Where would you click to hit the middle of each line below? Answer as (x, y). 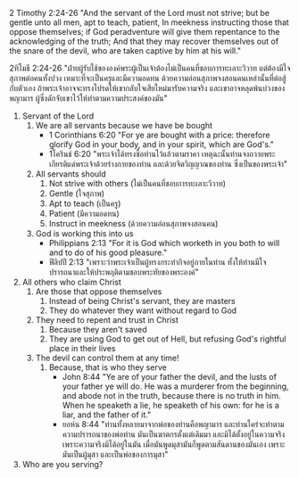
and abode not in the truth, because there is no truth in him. (171, 396)
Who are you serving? (62, 464)
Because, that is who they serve (108, 367)
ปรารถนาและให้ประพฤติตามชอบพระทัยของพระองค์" (124, 272)
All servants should (71, 174)
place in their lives (82, 348)
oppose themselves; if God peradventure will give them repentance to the (145, 32)
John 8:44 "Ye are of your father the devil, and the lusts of (169, 377)
